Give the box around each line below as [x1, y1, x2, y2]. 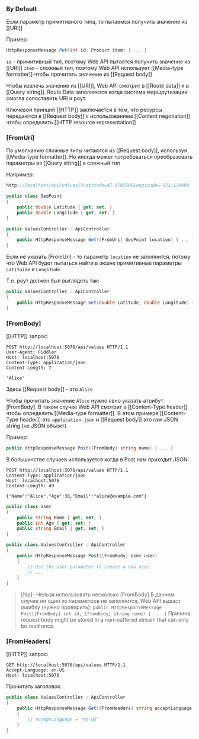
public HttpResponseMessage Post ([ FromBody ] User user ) [17, 552, 158, 558]
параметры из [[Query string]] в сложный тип [6, 159, 121, 167]
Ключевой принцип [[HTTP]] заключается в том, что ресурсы [6, 106, 163, 114]
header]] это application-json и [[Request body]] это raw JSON [20, 416, 178, 423]
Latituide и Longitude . [6, 266, 62, 273]
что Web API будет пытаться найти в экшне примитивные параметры [6, 259, 182, 266]
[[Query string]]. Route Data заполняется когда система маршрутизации [6, 88, 188, 96]
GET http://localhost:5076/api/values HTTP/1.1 [6, 662, 126, 668]
